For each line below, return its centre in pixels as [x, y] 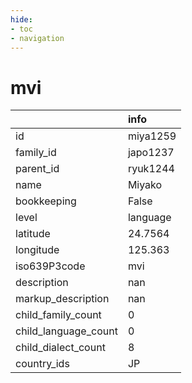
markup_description [62, 299]
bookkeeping [46, 201]
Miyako [145, 185]
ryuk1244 [151, 169]
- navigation [37, 38]
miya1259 [152, 136]
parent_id [37, 169]
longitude [37, 250]
